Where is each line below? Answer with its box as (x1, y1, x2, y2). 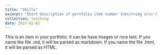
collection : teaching (5, 16, 49, 21)
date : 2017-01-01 (5, 20, 40, 26)
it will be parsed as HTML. (5, 44, 57, 50)
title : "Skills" (5, 7, 38, 12)
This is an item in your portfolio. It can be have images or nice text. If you (5, 34, 150, 40)
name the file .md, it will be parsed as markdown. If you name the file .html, (5, 39, 155, 45)
